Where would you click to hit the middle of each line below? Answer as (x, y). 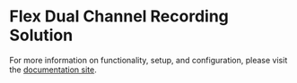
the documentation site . (53, 70)
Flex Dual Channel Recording (119, 17)
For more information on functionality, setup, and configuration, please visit (148, 60)
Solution (41, 35)
